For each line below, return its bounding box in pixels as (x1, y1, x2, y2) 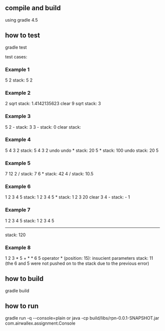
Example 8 (5, 244, 31, 251)
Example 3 (5, 113, 31, 120)
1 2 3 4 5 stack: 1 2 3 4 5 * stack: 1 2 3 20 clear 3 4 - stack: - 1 (5, 194, 130, 200)
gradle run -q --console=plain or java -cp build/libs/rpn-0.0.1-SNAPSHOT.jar (5, 315, 160, 321)
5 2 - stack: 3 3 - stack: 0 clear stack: (5, 124, 81, 130)
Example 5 (5, 160, 31, 166)
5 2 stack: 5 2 (5, 77, 33, 83)
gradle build (5, 287, 29, 294)
